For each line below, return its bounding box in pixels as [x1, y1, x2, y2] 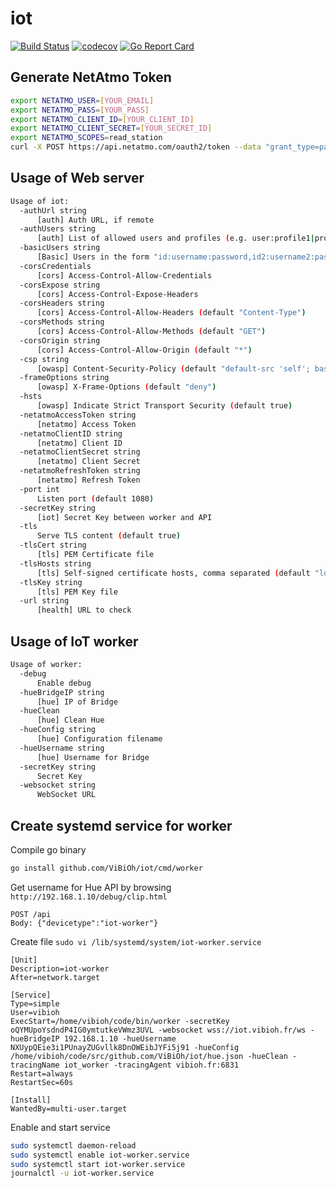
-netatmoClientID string [19, 428, 123, 439]
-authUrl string [19, 205, 87, 216]
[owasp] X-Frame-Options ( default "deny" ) [36, 382, 217, 392]
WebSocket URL [36, 790, 97, 800]
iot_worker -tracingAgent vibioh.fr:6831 [63, 1060, 240, 1070]
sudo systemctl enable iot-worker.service [10, 1150, 190, 1160]
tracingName [10, 1060, 60, 1070]
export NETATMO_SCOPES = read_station [10, 133, 163, 143]
